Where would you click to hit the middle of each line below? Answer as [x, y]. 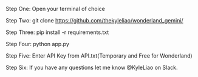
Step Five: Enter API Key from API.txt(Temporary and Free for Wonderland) [99, 56]
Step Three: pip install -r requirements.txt [57, 32]
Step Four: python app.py [37, 44]
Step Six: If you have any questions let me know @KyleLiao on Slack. [92, 67]
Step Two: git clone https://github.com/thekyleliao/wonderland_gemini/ [94, 20]
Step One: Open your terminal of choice [56, 9]
